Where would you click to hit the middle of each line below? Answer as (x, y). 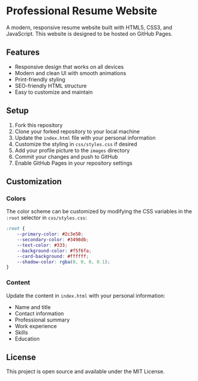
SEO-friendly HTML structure (51, 86)
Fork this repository (39, 125)
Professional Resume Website (82, 11)
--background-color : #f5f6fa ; (54, 251)
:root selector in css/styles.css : (47, 218)
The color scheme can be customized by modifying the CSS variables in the (99, 212)
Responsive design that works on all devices (69, 67)
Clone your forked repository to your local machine (77, 131)
